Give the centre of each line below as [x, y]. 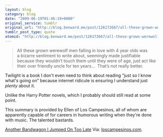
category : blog [20, 14]
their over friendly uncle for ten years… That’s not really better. [80, 66]
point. [11, 100]
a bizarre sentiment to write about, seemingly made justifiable [79, 55]
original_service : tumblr [31, 23]
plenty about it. [20, 86]
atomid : [13, 37]
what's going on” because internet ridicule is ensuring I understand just [76, 80]
